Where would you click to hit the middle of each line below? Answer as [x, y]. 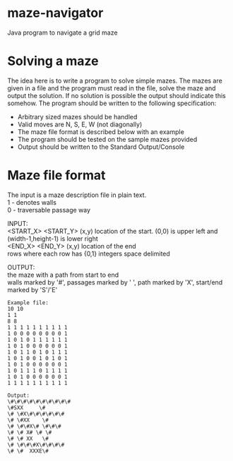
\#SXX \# [26, 407]
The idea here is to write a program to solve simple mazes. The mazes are [115, 80]
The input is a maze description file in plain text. [77, 195]
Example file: [28, 303]
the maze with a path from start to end [63, 275]
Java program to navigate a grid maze [62, 32]
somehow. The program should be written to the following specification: [112, 103]
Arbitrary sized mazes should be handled [77, 116]
